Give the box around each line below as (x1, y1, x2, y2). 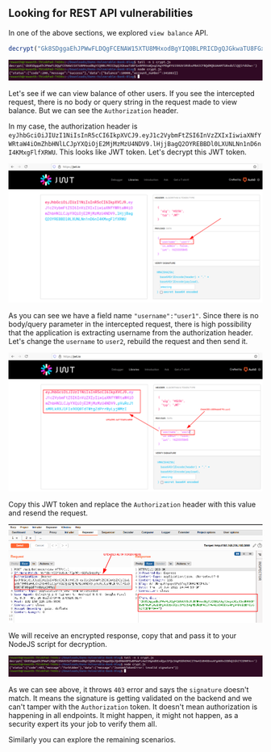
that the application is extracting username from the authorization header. (8, 328, 254, 338)
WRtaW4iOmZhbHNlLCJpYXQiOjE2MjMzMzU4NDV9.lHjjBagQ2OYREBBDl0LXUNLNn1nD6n (8, 140, 262, 148)
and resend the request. (8, 508, 89, 518)
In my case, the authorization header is (8, 121, 138, 131)
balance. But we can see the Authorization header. (8, 105, 179, 116)
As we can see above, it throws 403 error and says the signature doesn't (8, 684, 249, 694)
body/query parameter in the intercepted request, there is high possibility (8, 319, 252, 330)
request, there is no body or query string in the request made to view (8, 97, 238, 107)
